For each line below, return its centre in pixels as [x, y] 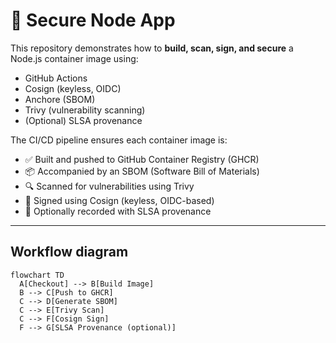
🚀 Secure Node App [93, 20]
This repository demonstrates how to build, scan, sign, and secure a [152, 48]
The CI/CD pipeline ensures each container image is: [119, 140]
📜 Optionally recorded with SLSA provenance [118, 211]
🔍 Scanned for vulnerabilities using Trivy [109, 186]
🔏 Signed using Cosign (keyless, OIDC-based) [119, 200]
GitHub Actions [56, 78]
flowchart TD [37, 275]
